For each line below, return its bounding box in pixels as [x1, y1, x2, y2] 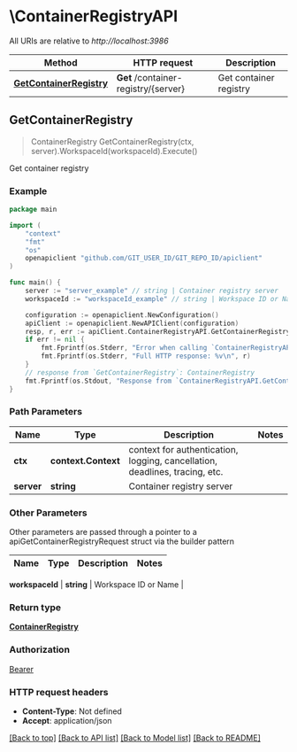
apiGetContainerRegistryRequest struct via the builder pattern [9, 536, 235, 547]
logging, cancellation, [128, 454, 218, 467]
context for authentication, [128, 443, 239, 455]
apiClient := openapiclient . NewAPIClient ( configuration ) [25, 319, 240, 328]
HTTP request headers [9, 686, 109, 698]
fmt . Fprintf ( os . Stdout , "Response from [25, 376, 172, 385]
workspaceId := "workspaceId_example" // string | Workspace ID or [25, 294, 278, 303]
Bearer [9, 663, 34, 674]
